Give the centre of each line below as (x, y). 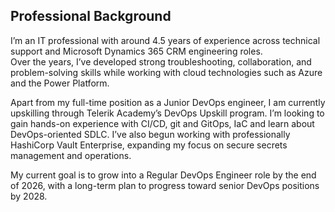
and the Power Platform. (60, 83)
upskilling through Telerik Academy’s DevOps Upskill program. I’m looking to (167, 113)
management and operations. (71, 155)
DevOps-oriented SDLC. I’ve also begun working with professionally (150, 134)
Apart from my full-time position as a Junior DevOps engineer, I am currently (168, 102)
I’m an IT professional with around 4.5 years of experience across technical (165, 40)
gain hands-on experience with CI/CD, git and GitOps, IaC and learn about (162, 123)
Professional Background (91, 16)
